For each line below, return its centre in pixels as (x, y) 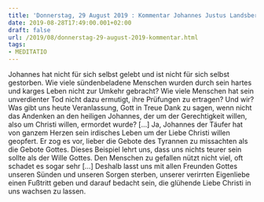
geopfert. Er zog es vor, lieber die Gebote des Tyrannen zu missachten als (128, 141)
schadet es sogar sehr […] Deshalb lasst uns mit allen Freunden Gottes (123, 166)
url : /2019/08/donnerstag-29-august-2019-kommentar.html (103, 37)
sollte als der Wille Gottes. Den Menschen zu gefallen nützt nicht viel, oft (126, 158)
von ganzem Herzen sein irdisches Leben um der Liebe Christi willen (119, 133)
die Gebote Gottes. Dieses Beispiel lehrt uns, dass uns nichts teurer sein (125, 149)
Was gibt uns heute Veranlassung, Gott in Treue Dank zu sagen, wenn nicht (130, 108)
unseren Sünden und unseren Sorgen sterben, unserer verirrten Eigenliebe (129, 174)
